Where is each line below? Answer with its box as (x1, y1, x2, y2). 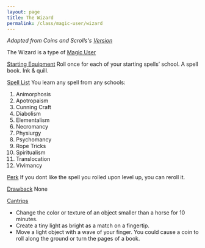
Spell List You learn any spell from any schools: (7, 79, 126, 86)
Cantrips (7, 197, 29, 205)
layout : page (7, 9, 40, 15)
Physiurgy (15, 129, 41, 137)
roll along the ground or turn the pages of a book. (15, 235, 140, 243)
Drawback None (7, 185, 48, 193)
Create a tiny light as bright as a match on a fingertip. (15, 222, 150, 229)
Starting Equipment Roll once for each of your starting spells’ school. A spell (7, 60, 198, 68)
